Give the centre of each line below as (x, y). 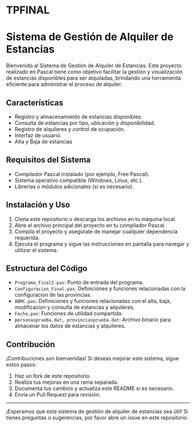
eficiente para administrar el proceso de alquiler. (64, 84)
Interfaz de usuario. (38, 135)
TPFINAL (28, 10)
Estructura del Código (47, 268)
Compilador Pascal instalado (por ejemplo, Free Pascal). (82, 174)
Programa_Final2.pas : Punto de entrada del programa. (79, 283)
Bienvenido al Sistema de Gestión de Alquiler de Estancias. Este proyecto (94, 66)
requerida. (27, 237)
